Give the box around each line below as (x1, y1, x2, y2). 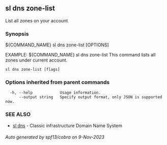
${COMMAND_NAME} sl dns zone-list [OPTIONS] (5, 42, 109, 48)
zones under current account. (5, 57, 68, 63)
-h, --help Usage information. (10, 90, 101, 96)
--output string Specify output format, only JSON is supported (18, 95, 162, 100)
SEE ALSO (5, 111, 31, 118)
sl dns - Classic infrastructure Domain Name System (12, 122, 123, 129)
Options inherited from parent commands (5, 79, 110, 86)
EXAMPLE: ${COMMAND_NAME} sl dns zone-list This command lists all (5, 52, 156, 58)
